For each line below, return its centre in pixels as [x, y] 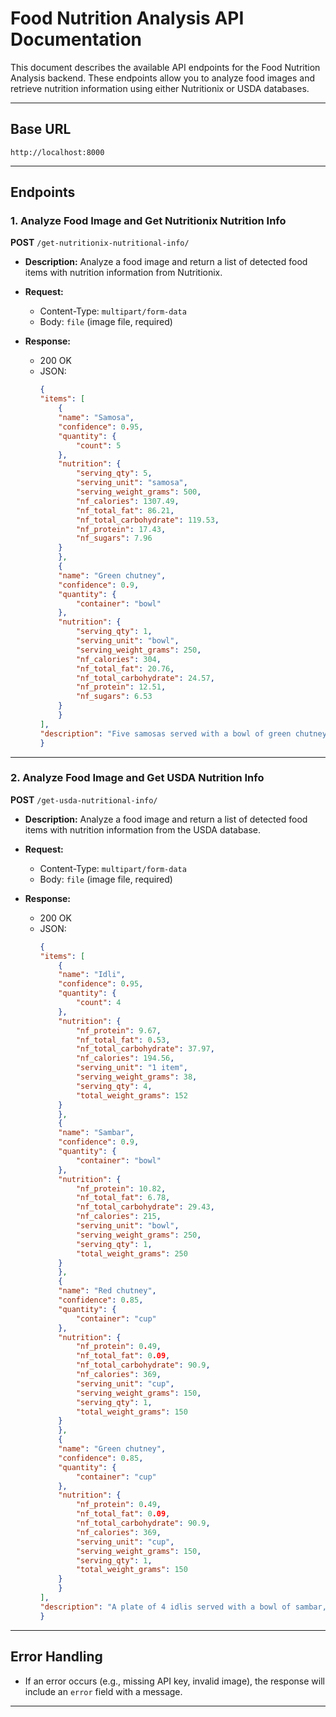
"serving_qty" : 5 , [114, 473]
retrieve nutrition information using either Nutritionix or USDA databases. [160, 88]
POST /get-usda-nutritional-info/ [84, 799]
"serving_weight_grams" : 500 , [138, 492]
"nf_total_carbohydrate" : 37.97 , [145, 1049]
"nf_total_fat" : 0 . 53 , [123, 1040]
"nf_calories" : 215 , [118, 1217]
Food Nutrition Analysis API [127, 18]
